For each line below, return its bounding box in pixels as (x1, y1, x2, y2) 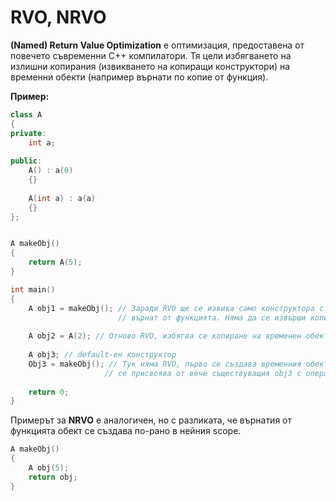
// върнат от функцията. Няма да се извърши (117, 312, 307, 323)
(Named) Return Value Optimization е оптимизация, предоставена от (10, 39, 305, 51)
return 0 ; (28, 387, 70, 397)
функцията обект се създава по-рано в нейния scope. (10, 425, 242, 437)
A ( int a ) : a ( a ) (28, 193, 97, 203)
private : (10, 128, 47, 138)
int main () (10, 284, 56, 295)
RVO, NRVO (10, 6, 107, 29)
